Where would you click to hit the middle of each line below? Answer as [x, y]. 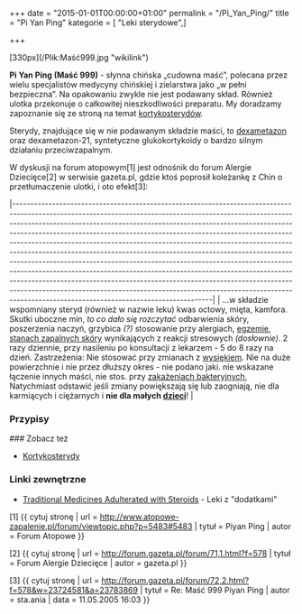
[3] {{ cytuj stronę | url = [55, 580]
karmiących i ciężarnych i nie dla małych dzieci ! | [101, 395]
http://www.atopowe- [140, 517]
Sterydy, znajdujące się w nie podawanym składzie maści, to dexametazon [148, 131]
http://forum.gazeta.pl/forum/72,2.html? [175, 580]
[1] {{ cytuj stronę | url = [54, 517]
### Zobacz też [39, 439]
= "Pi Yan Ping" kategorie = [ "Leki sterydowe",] [98, 23]
